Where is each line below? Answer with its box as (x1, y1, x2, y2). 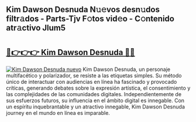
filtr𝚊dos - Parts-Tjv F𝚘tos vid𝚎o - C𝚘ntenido (6, 14, 174, 24)
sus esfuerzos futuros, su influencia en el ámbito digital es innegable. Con (6, 97, 185, 104)
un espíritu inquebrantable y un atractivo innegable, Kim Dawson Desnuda (6, 103, 185, 110)
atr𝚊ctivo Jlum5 (6, 23, 66, 33)
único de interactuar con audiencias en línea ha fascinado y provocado (6, 79, 177, 85)
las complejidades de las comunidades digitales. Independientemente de (6, 91, 182, 97)
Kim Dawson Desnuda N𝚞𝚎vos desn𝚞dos (6, 5, 160, 15)
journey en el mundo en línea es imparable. (6, 110, 110, 116)
